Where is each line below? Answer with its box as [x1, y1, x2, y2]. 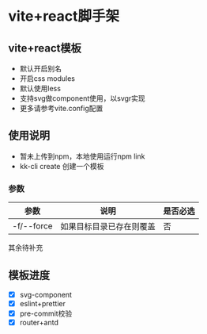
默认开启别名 [19, 64, 62, 73]
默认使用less [19, 84, 62, 93]
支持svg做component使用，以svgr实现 [19, 94, 146, 103]
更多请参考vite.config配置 [19, 104, 103, 113]
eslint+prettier [19, 298, 66, 308]
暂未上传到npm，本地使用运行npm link [19, 152, 145, 161]
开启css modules [19, 74, 75, 83]
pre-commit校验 [19, 309, 73, 318]
